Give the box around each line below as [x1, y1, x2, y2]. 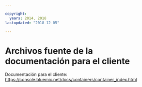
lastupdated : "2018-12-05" [5, 20, 60, 25]
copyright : [5, 11, 27, 16]
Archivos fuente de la [5, 45, 93, 56]
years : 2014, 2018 [9, 15, 47, 21]
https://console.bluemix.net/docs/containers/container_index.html [5, 77, 137, 83]
